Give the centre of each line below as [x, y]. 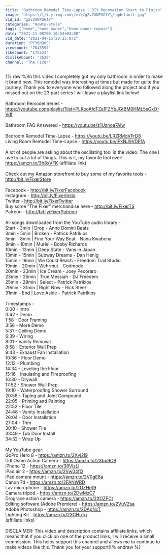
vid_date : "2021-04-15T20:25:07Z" [42, 39]
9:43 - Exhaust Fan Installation [37, 352]
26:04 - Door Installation [31, 418]
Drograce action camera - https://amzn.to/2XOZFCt [59, 498]
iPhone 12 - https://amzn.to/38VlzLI [42, 466]
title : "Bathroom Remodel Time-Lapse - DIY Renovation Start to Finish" [84, 10]
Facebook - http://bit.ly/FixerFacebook [46, 190]
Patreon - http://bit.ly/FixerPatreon [41, 212]
